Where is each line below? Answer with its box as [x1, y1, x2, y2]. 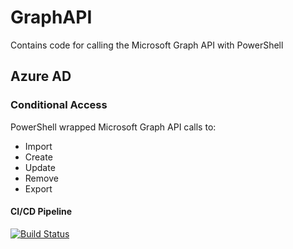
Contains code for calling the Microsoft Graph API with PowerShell [10, 39, 284, 51]
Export [24, 182, 53, 195]
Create [24, 151, 53, 163]
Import [24, 140, 53, 152]
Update [24, 161, 56, 173]
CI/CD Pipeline [10, 206, 73, 218]
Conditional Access [10, 98, 108, 112]
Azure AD [10, 68, 72, 85]
